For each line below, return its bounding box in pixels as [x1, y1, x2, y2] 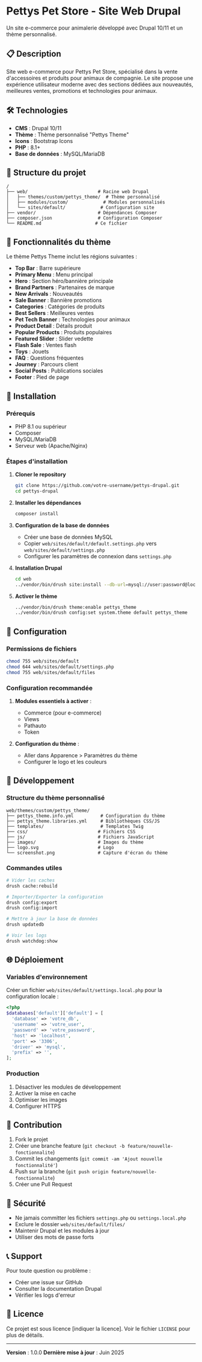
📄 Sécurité [6, 1198, 46, 1208]
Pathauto [23, 722, 47, 729]
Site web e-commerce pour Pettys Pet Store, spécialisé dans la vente [6, 68, 178, 75]
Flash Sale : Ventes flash [14, 342, 77, 349]
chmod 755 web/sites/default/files [6, 669, 96, 675]
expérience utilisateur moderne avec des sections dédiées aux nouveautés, [6, 80, 194, 88]
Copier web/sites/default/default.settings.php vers [23, 539, 157, 547]
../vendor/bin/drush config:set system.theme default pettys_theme [14, 609, 188, 616]
